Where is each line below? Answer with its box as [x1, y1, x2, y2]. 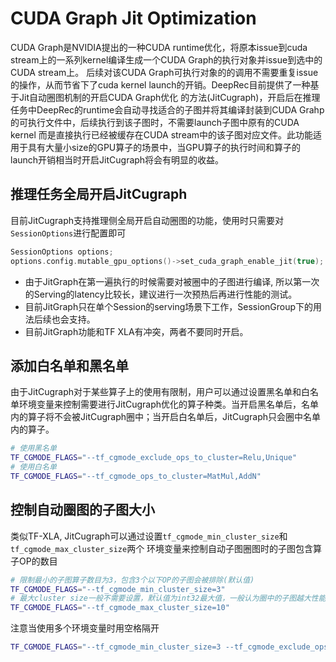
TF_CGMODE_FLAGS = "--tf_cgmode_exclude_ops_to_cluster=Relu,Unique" [10, 453, 298, 463]
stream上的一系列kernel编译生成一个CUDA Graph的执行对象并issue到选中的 [10, 53, 323, 66]
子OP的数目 [10, 555, 58, 567]
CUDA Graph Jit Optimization [10, 7, 257, 30]
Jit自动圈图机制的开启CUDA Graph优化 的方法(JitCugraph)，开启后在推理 [18, 91, 321, 103]
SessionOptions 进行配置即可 [10, 227, 127, 239]
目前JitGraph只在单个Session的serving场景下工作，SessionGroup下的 [24, 300, 314, 312]
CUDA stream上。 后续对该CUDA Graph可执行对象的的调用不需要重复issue [10, 66, 319, 78]
